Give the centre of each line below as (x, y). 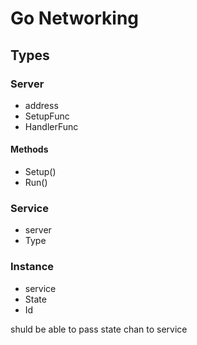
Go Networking (75, 18)
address (41, 105)
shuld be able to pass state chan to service (99, 329)
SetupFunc (47, 116)
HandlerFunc (51, 126)
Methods (29, 149)
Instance (32, 267)
